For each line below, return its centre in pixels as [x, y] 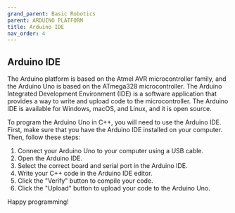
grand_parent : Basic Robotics [52, 14]
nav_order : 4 [26, 33]
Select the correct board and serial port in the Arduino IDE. [102, 166]
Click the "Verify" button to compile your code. [85, 181]
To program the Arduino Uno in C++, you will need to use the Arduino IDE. [114, 122]
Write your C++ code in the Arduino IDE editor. [85, 174]
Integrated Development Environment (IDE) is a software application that [112, 94]
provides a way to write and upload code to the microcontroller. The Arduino [118, 101]
